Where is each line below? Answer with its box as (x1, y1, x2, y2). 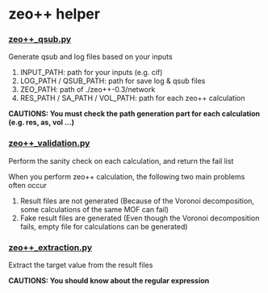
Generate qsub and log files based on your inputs (8, 52, 173, 61)
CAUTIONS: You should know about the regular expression (8, 276, 210, 286)
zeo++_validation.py (8, 138, 90, 149)
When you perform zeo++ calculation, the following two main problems (8, 171, 245, 182)
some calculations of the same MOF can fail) (19, 204, 170, 214)
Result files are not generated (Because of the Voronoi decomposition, (19, 195, 254, 206)
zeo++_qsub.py (8, 34, 72, 45)
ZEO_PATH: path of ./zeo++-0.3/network (19, 85, 156, 94)
